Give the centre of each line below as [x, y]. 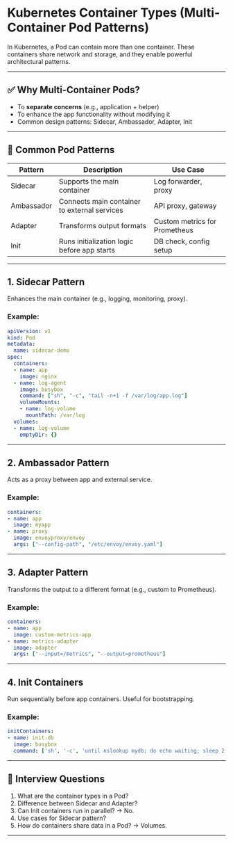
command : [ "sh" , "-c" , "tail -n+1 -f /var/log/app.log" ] [104, 396]
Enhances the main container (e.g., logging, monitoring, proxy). [97, 299]
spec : [15, 357]
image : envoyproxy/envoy [49, 538]
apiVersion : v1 [29, 331]
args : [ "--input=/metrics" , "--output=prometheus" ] [90, 654]
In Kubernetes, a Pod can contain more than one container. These [101, 47]
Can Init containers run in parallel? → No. [76, 810]
